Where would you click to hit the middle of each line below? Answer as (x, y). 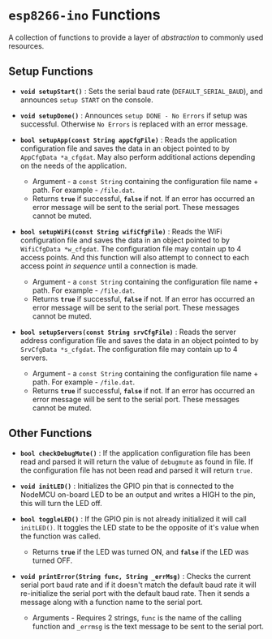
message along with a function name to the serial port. (111, 602)
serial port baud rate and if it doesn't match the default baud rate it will (138, 585)
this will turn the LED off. (61, 503)
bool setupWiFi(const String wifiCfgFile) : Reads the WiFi (121, 231)
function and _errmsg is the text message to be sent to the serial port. (148, 626)
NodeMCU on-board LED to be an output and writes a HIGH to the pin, (138, 494)
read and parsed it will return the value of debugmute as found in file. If (136, 461)
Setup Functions (51, 72)
